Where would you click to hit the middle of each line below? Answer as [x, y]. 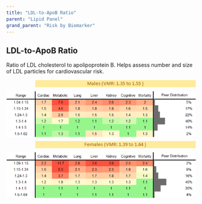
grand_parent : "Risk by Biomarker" [51, 25]
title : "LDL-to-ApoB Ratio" [41, 13]
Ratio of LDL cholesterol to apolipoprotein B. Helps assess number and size [99, 65]
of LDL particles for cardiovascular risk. [55, 72]
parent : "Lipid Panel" [35, 19]
